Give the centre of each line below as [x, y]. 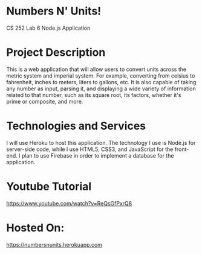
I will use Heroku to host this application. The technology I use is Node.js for [101, 142]
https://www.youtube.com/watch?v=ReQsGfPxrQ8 [69, 203]
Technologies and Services [76, 126]
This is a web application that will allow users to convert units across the [96, 69]
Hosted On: [35, 228]
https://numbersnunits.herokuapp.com [54, 244]
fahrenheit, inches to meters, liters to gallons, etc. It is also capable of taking [101, 82]
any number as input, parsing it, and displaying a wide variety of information [101, 89]
